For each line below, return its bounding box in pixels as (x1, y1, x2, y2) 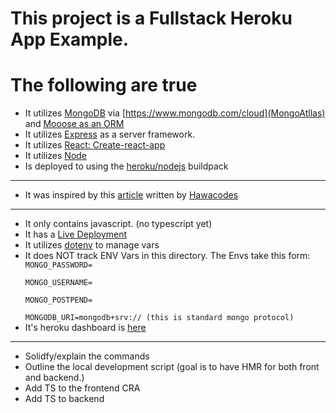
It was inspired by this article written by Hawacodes (24, 189, 239, 201)
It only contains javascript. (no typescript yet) (24, 218, 213, 230)
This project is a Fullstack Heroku (10, 7, 293, 30)
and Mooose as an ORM (24, 118, 125, 130)
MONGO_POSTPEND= (24, 295, 93, 306)
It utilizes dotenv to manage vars (24, 239, 160, 251)
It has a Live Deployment (24, 228, 128, 241)
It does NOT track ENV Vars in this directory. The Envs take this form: (24, 250, 311, 262)
